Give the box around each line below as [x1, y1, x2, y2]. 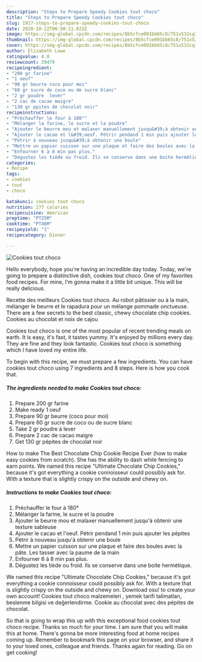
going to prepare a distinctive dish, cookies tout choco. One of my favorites [6, 272, 193, 279]
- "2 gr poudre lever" [6, 93, 66, 99]
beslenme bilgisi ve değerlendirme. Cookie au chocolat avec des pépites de [6, 599, 194, 606]
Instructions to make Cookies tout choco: [6, 489, 112, 496]
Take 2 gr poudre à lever [14, 425, 76, 432]
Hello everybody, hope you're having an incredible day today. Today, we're [6, 265, 192, 272]
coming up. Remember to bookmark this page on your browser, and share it [6, 636, 194, 643]
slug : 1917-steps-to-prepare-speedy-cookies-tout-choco [6, 20, 149, 26]
